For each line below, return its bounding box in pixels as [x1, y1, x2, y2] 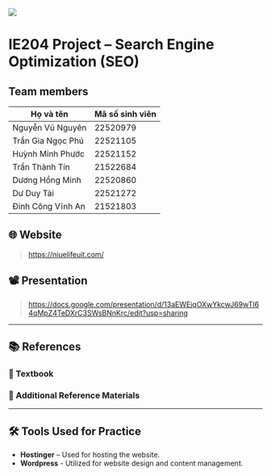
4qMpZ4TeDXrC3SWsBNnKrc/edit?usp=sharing [27, 307, 188, 318]
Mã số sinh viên [94, 109, 157, 119]
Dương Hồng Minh [12, 174, 82, 186]
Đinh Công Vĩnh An [12, 201, 86, 211]
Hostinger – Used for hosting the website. [19, 450, 161, 460]
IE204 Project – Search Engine [8, 35, 215, 54]
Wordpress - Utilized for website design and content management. [19, 458, 244, 468]
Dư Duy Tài [12, 188, 55, 198]
